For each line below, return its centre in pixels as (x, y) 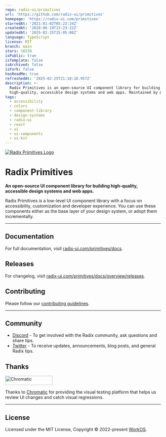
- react (18, 124)
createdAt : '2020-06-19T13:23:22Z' (42, 28)
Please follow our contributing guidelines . (47, 303)
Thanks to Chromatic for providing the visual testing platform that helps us (81, 392)
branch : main (19, 46)
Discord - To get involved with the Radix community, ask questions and (84, 335)
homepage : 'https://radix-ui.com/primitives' (53, 19)
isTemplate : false (24, 60)
